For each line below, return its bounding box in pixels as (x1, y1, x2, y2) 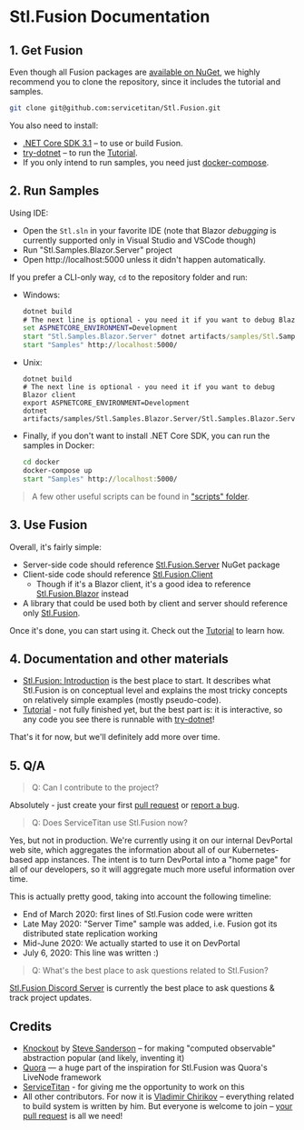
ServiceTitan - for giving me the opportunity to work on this (22, 1081, 245, 1092)
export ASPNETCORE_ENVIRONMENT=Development (22, 398, 191, 408)
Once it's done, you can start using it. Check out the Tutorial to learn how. (9, 625, 285, 635)
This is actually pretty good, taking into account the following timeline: (9, 891, 272, 902)
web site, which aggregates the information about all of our (9, 845, 230, 855)
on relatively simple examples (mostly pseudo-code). (22, 695, 221, 705)
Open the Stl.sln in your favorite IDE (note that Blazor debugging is (22, 225, 277, 235)
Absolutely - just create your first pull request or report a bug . (9, 800, 240, 811)
